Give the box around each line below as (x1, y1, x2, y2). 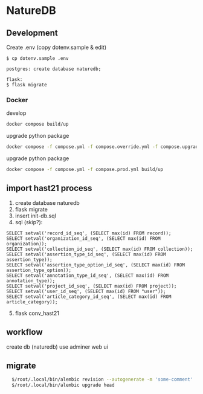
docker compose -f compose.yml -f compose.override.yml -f (6, 144, 158, 150)
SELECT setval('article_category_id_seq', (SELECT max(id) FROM (6, 294, 172, 300)
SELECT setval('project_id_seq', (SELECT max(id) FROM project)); (6, 283, 177, 289)
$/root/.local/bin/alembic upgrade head (11, 382, 115, 389)
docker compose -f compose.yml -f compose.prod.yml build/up (6, 167, 164, 173)
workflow (6, 327, 43, 337)
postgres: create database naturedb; (6, 66, 101, 72)
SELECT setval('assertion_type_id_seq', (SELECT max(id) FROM (6, 251, 166, 257)
